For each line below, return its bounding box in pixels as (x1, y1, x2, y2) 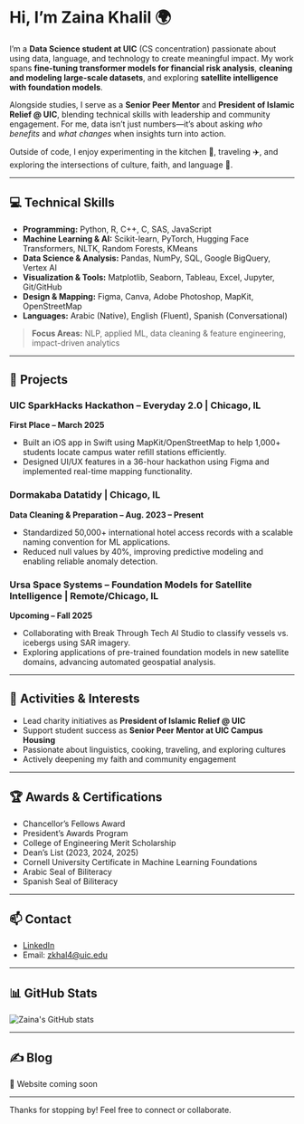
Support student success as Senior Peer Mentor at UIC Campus (22, 725, 264, 736)
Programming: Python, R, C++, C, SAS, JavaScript (22, 224, 213, 234)
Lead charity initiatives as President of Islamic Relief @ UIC (22, 715, 246, 726)
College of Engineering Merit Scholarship (22, 837, 176, 848)
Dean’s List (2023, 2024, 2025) (22, 847, 139, 858)
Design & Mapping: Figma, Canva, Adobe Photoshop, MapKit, (22, 291, 254, 301)
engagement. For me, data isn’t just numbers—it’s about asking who (9, 119, 263, 129)
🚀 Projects (9, 372, 69, 387)
